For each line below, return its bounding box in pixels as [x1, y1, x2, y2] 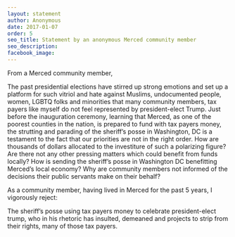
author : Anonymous [7, 17, 61, 24]
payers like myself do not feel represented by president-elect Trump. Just [7, 105, 221, 113]
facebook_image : [7, 50, 55, 57]
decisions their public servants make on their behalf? [7, 172, 160, 180]
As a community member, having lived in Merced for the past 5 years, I [7, 186, 212, 194]
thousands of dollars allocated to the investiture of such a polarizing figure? [7, 142, 227, 150]
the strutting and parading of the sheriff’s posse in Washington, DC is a [7, 127, 212, 136]
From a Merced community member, [7, 68, 113, 77]
